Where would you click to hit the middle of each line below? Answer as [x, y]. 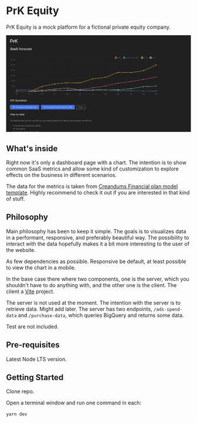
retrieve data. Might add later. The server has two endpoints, [79, 309]
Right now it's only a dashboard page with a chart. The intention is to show [96, 163]
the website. [21, 250]
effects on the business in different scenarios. [62, 175]
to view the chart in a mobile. [41, 267]
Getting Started [35, 378]
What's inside [32, 149]
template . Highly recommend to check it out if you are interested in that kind [98, 193]
